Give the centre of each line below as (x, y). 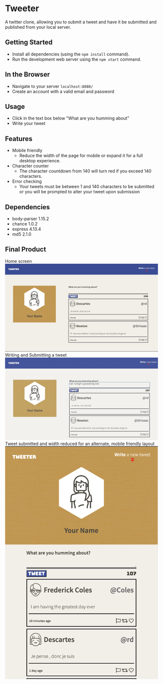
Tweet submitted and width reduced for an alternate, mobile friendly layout (80, 444)
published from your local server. (38, 27)
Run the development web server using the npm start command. (77, 59)
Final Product (25, 249)
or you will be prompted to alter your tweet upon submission (80, 192)
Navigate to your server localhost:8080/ (52, 86)
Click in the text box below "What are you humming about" (71, 118)
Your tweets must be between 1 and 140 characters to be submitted (87, 187)
